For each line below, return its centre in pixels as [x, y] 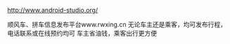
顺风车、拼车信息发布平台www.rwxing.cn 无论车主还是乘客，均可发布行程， [117, 24]
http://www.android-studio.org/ [53, 10]
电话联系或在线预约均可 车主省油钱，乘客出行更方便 [82, 33]
